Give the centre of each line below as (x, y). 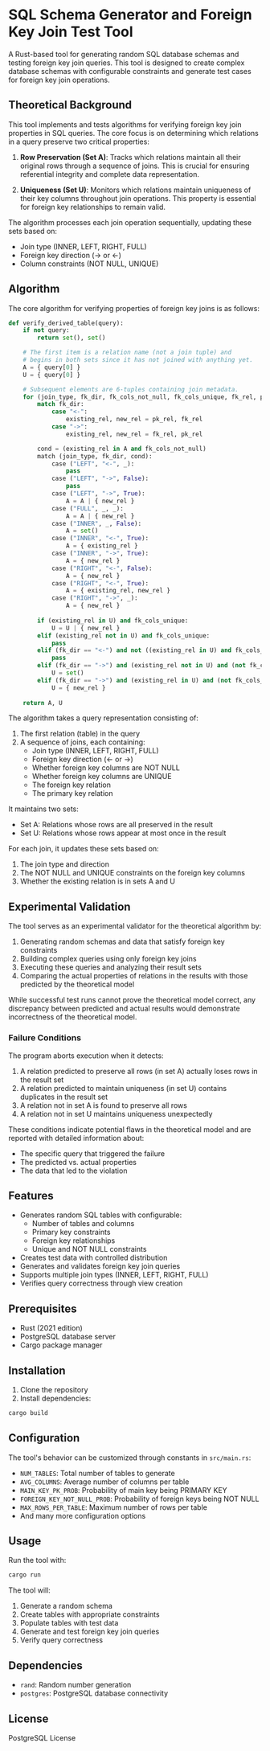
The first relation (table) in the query (80, 734)
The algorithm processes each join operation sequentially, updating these (130, 222)
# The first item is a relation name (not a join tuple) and (127, 353)
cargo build (28, 1413)
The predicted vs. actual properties (78, 1162)
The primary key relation (72, 793)
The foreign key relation (71, 785)
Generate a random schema (66, 1606)
